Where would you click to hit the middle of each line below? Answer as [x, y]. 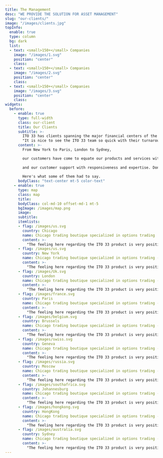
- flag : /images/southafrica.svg [52, 385]
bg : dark [18, 41]
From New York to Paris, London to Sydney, [67, 150]
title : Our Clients [37, 127]
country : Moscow [39, 367]
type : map [28, 190]
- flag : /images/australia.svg [49, 430]
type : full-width [35, 118]
